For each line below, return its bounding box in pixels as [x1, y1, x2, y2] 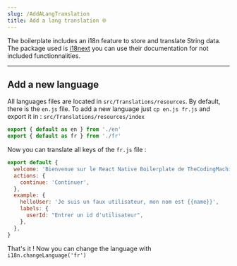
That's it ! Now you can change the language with [7, 244, 152, 253]
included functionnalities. [7, 51, 81, 60]
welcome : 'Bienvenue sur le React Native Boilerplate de [13, 166, 185, 173]
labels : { [20, 205, 49, 212]
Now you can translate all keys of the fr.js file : [7, 146, 147, 154]
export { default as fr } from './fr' [7, 132, 121, 140]
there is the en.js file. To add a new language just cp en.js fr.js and [7, 105, 210, 113]
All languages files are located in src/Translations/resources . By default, [7, 97, 221, 106]
